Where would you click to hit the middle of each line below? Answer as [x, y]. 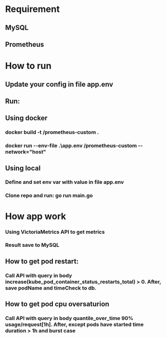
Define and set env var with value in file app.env [65, 182]
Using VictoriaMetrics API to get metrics [55, 232]
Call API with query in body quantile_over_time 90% [69, 319]
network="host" [26, 152]
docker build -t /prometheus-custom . [52, 132]
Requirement [32, 9]
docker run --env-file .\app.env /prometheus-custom [71, 146]
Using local [23, 168]
